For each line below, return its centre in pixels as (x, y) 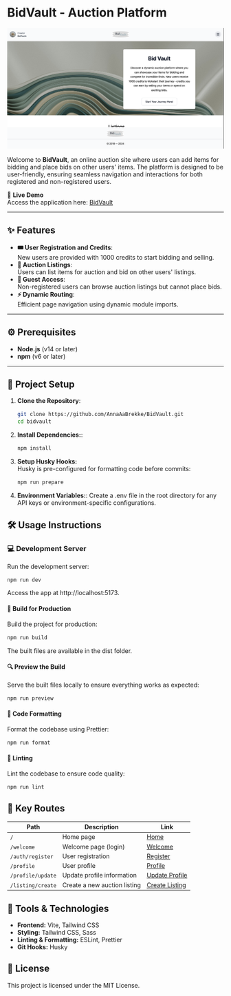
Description (101, 827)
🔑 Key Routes (36, 808)
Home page (79, 837)
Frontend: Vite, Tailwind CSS (58, 925)
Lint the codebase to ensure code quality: (66, 774)
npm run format (29, 743)
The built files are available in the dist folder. (70, 651)
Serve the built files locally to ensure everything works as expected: (103, 685)
